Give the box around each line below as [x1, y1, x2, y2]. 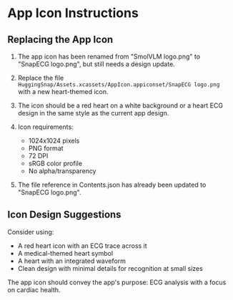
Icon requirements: [17, 123, 74, 131]
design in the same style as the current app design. [17, 109, 169, 117]
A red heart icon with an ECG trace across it [17, 241, 148, 250]
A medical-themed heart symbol [17, 249, 113, 257]
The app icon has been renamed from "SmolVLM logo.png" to [17, 52, 201, 61]
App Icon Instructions [7, 5, 139, 21]
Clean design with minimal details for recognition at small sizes [17, 264, 204, 272]
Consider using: [7, 227, 54, 236]
